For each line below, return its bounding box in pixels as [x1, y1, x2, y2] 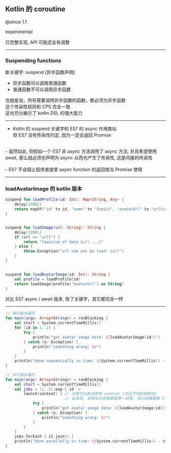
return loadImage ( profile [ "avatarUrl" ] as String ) [14, 281, 124, 287]
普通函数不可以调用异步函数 [12, 86, 71, 93]
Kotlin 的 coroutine [5, 5, 66, 14]
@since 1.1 [5, 18, 27, 24]
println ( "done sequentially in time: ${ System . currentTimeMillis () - [14, 359, 165, 364]
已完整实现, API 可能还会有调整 [5, 39, 70, 45]
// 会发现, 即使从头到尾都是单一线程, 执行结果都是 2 [64, 396, 165, 401]
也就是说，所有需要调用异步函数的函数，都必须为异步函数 [5, 97, 126, 104]
